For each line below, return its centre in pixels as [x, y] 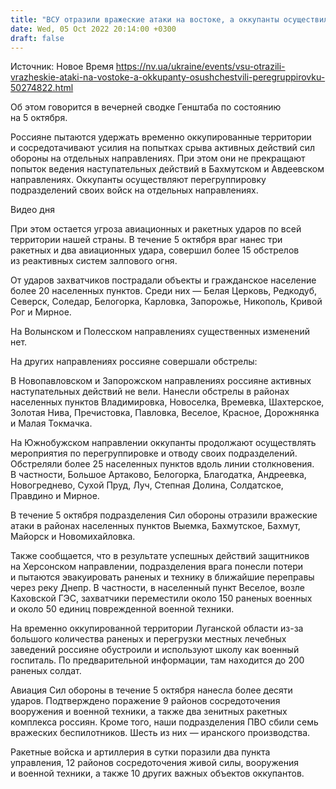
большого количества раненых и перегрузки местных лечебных [148, 639]
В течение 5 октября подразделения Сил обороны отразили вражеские [164, 515]
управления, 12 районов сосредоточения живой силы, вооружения [154, 763]
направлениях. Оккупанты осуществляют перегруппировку [138, 180]
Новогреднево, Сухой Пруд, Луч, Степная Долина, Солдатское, [147, 485]
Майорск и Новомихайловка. [73, 537]
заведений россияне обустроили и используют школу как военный [155, 650]
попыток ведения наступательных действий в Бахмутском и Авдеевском [167, 169]
